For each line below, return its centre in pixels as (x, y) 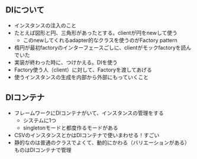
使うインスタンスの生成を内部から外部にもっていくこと (81, 77)
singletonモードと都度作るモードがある (70, 128)
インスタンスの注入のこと (45, 25)
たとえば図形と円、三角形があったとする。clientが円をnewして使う (96, 33)
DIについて (25, 10)
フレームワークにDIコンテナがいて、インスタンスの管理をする (89, 113)
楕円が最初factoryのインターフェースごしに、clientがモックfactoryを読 (100, 47)
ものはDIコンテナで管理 (43, 150)
